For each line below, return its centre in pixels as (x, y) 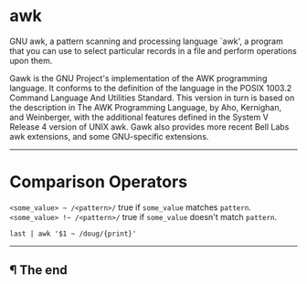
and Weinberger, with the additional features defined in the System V (139, 117)
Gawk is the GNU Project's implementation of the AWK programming (138, 78)
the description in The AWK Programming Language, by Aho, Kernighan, (145, 107)
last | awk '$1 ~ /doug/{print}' (73, 234)
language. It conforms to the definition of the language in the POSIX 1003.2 (151, 88)
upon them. (31, 60)
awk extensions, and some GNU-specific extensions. (109, 136)
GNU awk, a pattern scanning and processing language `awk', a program (146, 41)
